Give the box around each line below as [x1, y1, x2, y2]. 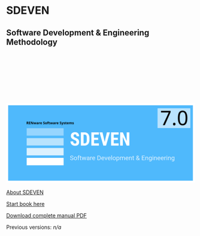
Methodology [6, 37, 58, 47]
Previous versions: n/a [6, 223, 62, 231]
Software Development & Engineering [6, 28, 150, 38]
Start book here [6, 200, 45, 207]
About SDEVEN [6, 189, 44, 196]
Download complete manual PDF [6, 211, 87, 219]
